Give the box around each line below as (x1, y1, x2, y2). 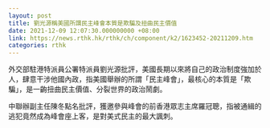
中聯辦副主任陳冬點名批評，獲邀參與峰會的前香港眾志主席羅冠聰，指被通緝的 (8, 102, 262, 111)
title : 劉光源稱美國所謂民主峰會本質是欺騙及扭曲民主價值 (8, 19, 178, 27)
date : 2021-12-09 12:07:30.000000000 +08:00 (8, 26, 160, 34)
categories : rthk (8, 42, 67, 50)
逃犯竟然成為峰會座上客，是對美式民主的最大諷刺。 (8, 111, 178, 121)
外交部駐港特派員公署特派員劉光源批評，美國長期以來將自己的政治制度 (8, 65, 241, 74)
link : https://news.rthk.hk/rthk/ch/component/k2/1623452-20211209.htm (8, 34, 253, 42)
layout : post (8, 11, 52, 20)
